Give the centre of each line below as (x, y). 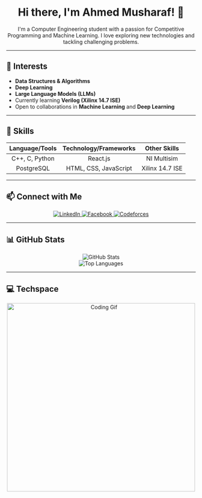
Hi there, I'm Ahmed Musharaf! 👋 (101, 12)
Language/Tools (33, 148)
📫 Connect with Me (44, 196)
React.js (99, 158)
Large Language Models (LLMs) (55, 93)
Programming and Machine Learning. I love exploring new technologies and (101, 35)
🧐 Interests (27, 67)
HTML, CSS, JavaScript (99, 168)
